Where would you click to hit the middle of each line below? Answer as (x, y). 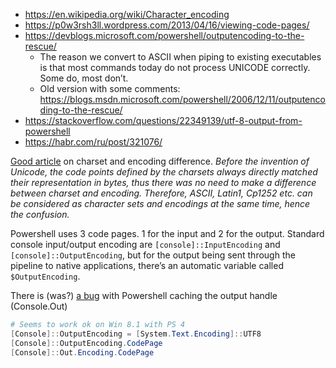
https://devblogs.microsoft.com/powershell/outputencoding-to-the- (164, 35)
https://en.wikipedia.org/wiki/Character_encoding (127, 14)
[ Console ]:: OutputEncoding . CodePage (86, 343)
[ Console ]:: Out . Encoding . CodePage (82, 352)
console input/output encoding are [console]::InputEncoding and (145, 244)
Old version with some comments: (110, 88)
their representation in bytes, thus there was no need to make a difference (163, 182)
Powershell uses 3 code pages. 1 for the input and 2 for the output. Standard (167, 233)
